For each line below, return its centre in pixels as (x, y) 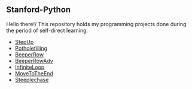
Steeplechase (32, 80)
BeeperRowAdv (34, 61)
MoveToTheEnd (34, 73)
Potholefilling (31, 48)
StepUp (24, 42)
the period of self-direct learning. (47, 30)
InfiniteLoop (30, 67)
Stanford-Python (39, 10)
